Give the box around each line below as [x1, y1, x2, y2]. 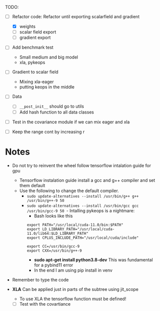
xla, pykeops [19, 59, 46, 65]
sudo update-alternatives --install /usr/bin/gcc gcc [26, 203, 139, 208]
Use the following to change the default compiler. [19, 188, 119, 194]
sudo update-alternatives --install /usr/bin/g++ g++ [26, 194, 139, 198]
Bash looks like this [34, 213, 73, 219]
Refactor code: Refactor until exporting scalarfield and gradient [12, 14, 140, 19]
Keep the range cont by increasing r [12, 129, 85, 135]
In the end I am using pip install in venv [34, 267, 113, 273]
